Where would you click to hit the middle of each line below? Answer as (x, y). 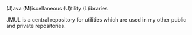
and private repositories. (36, 26)
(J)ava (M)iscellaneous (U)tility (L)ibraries (57, 8)
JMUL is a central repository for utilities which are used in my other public (96, 20)
